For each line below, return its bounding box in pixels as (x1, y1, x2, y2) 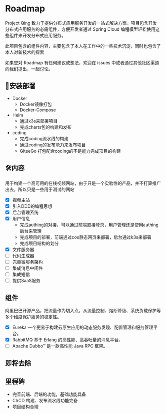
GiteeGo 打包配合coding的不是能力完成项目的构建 (19, 148, 121, 154)
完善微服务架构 (12, 259, 43, 265)
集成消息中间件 (12, 265, 43, 271)
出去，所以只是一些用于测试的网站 (5, 186, 75, 192)
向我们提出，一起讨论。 (5, 65, 53, 72)
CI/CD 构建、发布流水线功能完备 (12, 398, 78, 404)
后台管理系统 (12, 209, 39, 215)
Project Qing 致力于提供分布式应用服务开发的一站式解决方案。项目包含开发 (5, 20, 157, 26)
